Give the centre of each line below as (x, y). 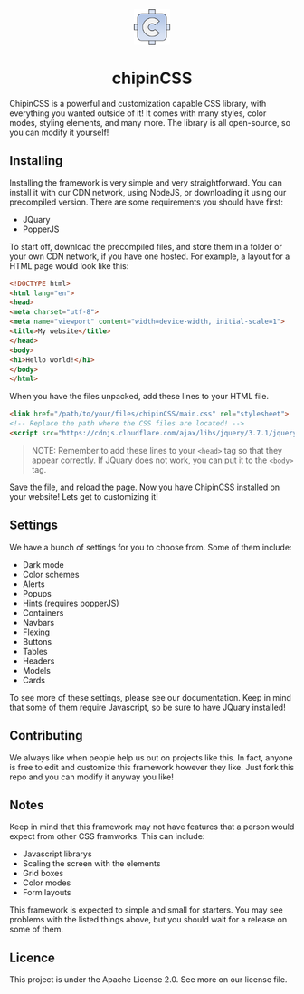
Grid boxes (43, 874)
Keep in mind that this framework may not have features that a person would (152, 827)
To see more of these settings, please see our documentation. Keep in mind (151, 697)
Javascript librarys (57, 854)
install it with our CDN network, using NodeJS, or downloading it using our (148, 192)
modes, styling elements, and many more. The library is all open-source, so (150, 122)
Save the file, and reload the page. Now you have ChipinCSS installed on (145, 487)
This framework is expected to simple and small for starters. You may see (146, 910)
